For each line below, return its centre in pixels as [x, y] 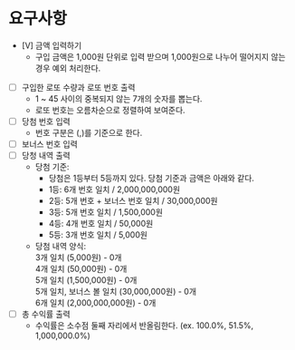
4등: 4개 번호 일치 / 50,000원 [101, 224]
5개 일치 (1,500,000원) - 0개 [86, 280]
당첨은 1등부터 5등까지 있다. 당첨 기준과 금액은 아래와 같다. [152, 179]
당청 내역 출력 [46, 156]
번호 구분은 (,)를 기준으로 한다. [89, 133]
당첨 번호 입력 [46, 122]
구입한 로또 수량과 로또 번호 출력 [78, 87]
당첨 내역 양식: [61, 247]
